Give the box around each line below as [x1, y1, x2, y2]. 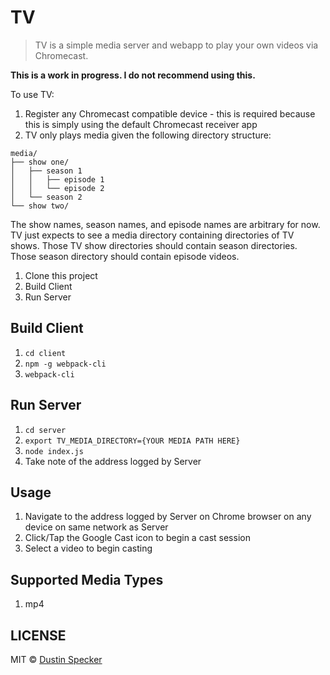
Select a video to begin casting [24, 542, 153, 555]
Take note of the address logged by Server [24, 455, 202, 467]
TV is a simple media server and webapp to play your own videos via [34, 39, 319, 51]
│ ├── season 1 [10, 166, 83, 176]
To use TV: [10, 88, 55, 100]
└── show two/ [10, 201, 70, 211]
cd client [24, 348, 67, 358]
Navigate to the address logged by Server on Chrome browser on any [24, 511, 312, 523]
